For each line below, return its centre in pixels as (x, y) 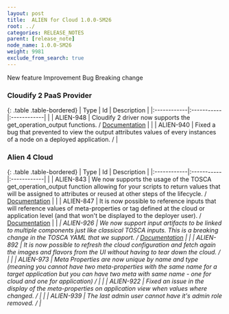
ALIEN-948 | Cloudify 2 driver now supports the (122, 118)
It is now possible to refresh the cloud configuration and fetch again (120, 245)
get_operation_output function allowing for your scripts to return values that (114, 186)
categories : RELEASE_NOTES (46, 33)
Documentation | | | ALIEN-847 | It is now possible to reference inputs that (112, 201)
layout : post (26, 13)
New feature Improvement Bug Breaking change (75, 77)
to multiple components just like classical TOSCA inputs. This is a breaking (113, 230)
